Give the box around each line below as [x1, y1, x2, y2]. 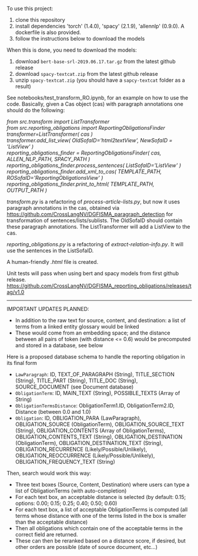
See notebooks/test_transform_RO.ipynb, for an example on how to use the [6, 94, 189, 101]
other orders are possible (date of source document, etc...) [15, 544, 158, 550]
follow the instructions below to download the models [15, 35, 145, 42]
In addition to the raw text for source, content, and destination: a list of [15, 317, 186, 324]
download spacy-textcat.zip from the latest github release [15, 71, 158, 77]
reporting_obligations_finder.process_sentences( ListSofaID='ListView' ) [6, 162, 182, 169]
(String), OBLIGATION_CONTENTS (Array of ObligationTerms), [15, 427, 166, 434]
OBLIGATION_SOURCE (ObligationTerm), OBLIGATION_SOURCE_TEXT [15, 421, 184, 428]
